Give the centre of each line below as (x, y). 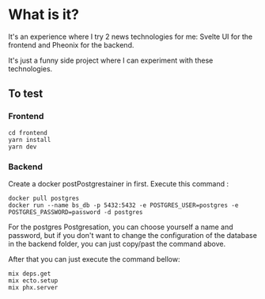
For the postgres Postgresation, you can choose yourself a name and (121, 227)
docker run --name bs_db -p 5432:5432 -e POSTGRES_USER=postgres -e (123, 205)
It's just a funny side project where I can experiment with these (111, 60)
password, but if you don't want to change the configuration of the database (132, 235)
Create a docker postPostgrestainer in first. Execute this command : (119, 183)
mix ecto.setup (33, 280)
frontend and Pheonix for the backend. (71, 44)
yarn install (30, 140)
